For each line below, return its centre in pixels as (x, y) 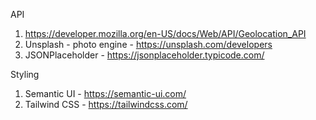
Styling (25, 74)
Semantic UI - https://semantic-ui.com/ (105, 93)
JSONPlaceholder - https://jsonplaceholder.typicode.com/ (144, 55)
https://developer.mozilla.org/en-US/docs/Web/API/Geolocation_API (165, 33)
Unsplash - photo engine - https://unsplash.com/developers (148, 44)
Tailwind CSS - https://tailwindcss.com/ (106, 104)
